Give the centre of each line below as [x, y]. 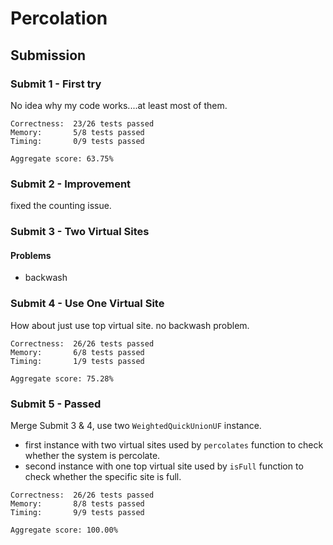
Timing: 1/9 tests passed [77, 361]
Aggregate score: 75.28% [62, 378]
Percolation [59, 18]
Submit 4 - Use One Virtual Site [87, 304]
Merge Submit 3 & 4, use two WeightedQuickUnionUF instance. [136, 425]
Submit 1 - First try [56, 84]
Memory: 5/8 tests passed [77, 132]
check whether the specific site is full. [103, 476]
